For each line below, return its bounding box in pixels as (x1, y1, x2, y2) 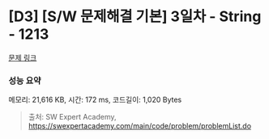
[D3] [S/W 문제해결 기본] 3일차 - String (8, 7, 262, 26)
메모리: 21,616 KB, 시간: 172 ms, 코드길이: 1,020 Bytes (8, 95, 182, 105)
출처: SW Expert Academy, (28, 112, 117, 122)
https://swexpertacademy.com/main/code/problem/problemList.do (28, 121, 252, 131)
